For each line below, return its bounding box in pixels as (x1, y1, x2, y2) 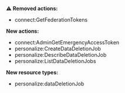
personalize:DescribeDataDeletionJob (14, 51, 107, 58)
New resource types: (6, 69, 59, 75)
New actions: (6, 27, 39, 35)
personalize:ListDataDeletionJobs (14, 58, 96, 64)
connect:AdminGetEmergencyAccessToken (14, 39, 120, 46)
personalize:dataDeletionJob (14, 80, 85, 87)
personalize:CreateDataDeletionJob (14, 45, 102, 52)
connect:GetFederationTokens (14, 16, 88, 23)
